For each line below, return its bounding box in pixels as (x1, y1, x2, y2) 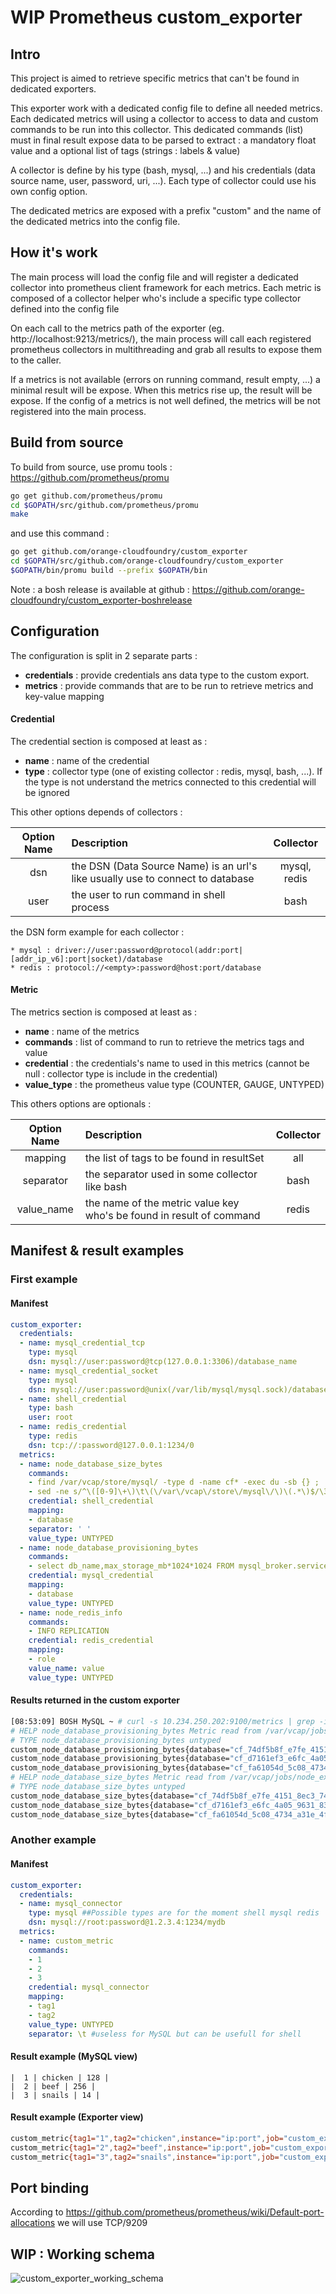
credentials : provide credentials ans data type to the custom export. (24, 669, 310, 681)
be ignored (24, 786, 70, 798)
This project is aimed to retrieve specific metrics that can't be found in (10, 72, 300, 84)
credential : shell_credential (28, 1496, 155, 1506)
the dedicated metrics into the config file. (10, 216, 181, 227)
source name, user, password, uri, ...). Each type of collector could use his (10, 175, 317, 186)
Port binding (10, 2179, 90, 2196)
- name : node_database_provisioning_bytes (19, 1542, 199, 1553)
